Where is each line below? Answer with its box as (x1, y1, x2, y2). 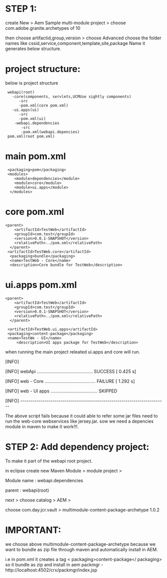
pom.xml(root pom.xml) (7, 134, 55, 139)
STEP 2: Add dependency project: (5, 441, 149, 452)
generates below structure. (5, 45, 61, 51)
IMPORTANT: (5, 524, 61, 536)
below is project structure (5, 80, 59, 86)
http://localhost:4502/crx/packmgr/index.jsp (5, 567, 97, 573)
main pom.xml (5, 151, 66, 162)
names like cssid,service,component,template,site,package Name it (5, 40, 145, 46)
